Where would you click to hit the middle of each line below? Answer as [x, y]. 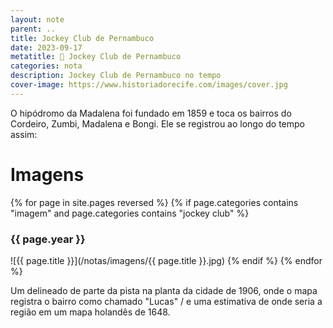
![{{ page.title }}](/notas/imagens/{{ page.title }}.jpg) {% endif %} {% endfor [166, 260]
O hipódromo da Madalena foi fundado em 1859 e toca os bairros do [151, 113]
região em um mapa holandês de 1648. [90, 312]
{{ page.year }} [48, 239]
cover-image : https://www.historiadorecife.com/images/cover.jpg [149, 85]
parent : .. [33, 29]
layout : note [37, 19]
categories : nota [46, 66]
